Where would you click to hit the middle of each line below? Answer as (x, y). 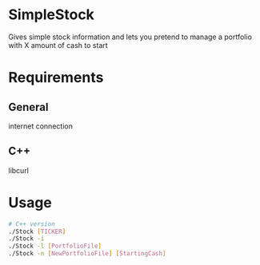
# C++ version (32, 224)
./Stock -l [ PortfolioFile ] (55, 246)
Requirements (56, 78)
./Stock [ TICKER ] (37, 231)
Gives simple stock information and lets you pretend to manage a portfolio (130, 37)
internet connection (41, 126)
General (29, 107)
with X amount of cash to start (58, 45)
